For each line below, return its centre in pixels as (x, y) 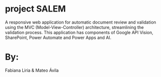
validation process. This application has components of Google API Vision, (79, 32)
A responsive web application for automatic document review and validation (80, 22)
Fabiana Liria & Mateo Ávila (32, 70)
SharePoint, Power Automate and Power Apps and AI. (58, 38)
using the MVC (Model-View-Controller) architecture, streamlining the (74, 27)
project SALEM (36, 9)
